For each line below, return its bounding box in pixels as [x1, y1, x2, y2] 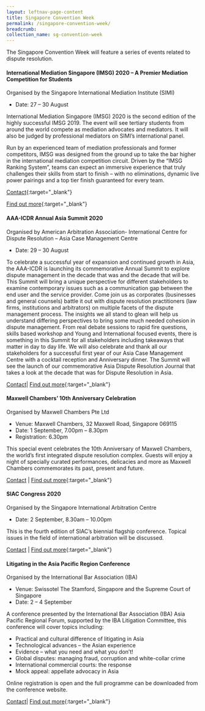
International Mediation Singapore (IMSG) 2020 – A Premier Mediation [6, 69, 188, 76]
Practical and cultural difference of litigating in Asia [15, 635, 144, 642]
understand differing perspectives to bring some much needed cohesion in [6, 316, 196, 324]
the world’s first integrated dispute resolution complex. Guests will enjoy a [6, 451, 193, 459]
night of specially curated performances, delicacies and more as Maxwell [6, 458, 192, 465]
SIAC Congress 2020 [6, 490, 61, 497]
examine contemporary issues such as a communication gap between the [6, 284, 193, 291]
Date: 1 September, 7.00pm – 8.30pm [15, 426, 108, 434]
